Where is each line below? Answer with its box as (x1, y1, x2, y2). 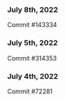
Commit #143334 (7, 21, 57, 29)
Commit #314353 (7, 54, 57, 62)
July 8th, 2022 (7, 5, 58, 15)
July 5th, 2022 (7, 38, 58, 48)
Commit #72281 (7, 87, 53, 95)
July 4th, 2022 (7, 71, 59, 81)
